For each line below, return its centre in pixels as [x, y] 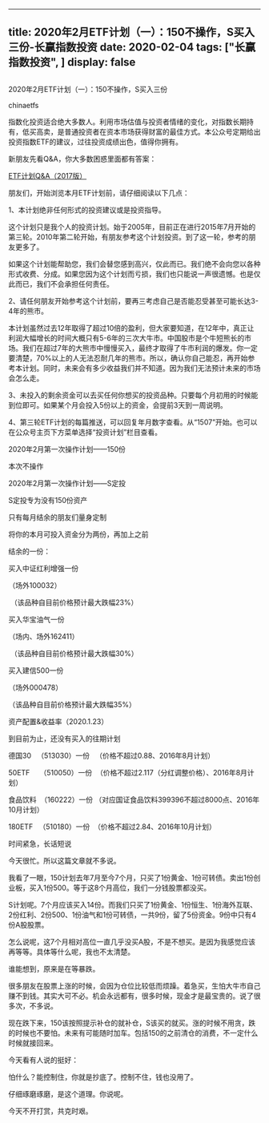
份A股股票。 [28, 924]
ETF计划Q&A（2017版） [48, 175]
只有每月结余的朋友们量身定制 [57, 517]
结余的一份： [29, 551]
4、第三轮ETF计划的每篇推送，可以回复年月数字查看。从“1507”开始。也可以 [133, 422]
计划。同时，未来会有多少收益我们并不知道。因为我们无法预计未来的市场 [141, 368]
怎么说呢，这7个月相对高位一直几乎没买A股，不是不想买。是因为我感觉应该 [132, 941]
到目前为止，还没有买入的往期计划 [64, 739]
